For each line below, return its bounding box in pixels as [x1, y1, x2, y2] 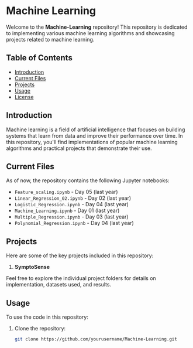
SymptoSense [14, 264, 50, 271]
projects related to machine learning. [6, 36, 95, 43]
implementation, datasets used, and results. [6, 281, 112, 288]
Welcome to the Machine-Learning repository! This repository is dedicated [6, 23, 188, 30]
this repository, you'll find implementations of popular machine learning [6, 138, 178, 145]
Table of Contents [6, 53, 73, 63]
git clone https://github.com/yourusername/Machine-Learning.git [14, 336, 177, 342]
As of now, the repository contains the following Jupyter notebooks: [6, 177, 170, 184]
